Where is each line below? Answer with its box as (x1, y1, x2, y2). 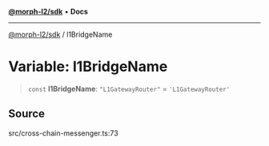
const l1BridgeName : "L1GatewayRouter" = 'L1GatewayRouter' (27, 84, 231, 93)
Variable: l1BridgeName (8, 57, 168, 76)
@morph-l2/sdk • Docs (8, 7, 88, 16)
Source (8, 107, 46, 120)
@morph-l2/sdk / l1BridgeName (8, 30, 113, 39)
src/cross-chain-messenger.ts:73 (8, 128, 118, 138)
